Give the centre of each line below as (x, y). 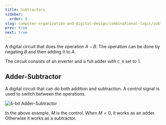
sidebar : (14, 14)
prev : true (16, 28)
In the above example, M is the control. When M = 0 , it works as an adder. (80, 113)
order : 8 (19, 19)
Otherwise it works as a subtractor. (41, 118)
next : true (16, 32)
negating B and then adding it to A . (41, 52)
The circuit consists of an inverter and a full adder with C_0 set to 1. (73, 61)
